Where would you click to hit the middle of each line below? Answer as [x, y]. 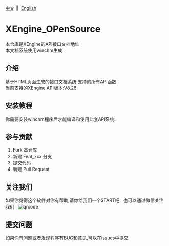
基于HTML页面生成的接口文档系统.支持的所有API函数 [61, 81]
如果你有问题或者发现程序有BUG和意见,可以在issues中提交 [67, 238]
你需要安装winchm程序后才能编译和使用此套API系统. [61, 119]
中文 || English [21, 8]
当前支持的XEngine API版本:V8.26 [41, 88]
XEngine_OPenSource [53, 29]
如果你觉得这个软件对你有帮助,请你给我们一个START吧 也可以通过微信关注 [84, 200]
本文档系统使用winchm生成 [34, 50]
